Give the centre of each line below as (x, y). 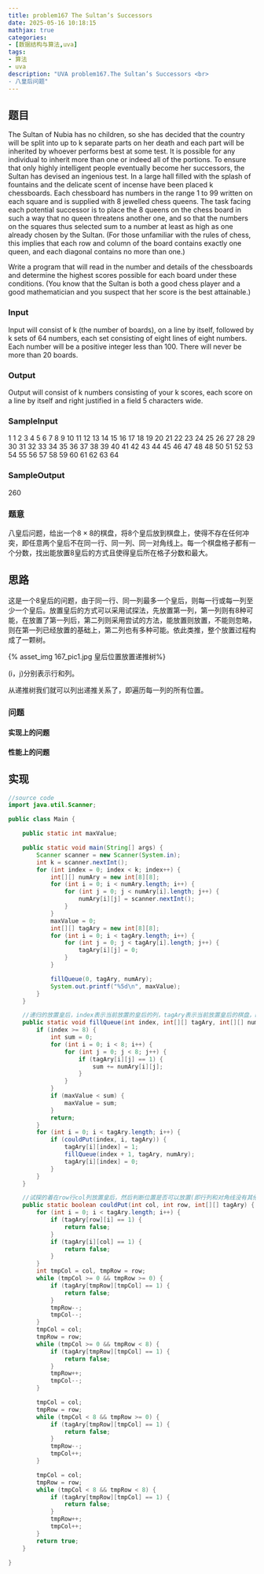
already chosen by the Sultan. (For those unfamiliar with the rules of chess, (130, 235)
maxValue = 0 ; (73, 921)
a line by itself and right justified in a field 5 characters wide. (106, 400)
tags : (17, 52)
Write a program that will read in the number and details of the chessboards (130, 267)
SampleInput (33, 420)
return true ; (58, 1541)
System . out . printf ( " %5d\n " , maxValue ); (115, 986)
